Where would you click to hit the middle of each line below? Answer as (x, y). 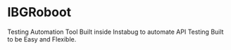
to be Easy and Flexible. (42, 39)
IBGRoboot (39, 12)
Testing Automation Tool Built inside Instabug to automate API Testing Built (115, 32)
